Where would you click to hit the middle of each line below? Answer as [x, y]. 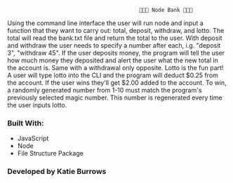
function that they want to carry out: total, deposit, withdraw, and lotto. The [116, 30]
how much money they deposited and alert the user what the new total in [113, 60]
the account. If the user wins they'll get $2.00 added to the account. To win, [117, 83]
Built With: [26, 123]
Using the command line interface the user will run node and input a [105, 23]
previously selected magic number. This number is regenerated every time [115, 97]
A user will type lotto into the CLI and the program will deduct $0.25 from [113, 75]
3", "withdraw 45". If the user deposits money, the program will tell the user [116, 53]
